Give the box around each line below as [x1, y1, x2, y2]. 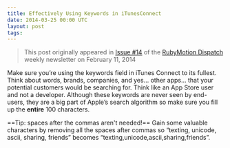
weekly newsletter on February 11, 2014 [23, 56, 136, 64]
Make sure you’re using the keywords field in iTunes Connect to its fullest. [7, 69, 217, 77]
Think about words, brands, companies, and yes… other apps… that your [7, 76, 213, 85]
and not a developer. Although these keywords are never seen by [7, 91, 192, 99]
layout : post [7, 23, 45, 30]
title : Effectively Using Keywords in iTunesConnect [7, 10, 162, 17]
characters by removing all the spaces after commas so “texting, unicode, [7, 126, 217, 134]
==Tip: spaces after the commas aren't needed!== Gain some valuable [7, 118, 208, 127]
